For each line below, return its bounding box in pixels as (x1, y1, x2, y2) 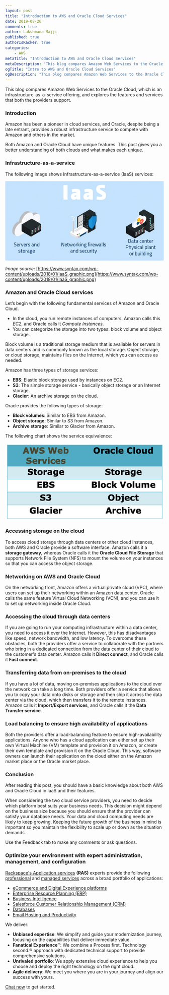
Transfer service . (5, 707, 42, 713)
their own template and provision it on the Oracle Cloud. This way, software (5, 748, 161, 754)
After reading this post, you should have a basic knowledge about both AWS (5, 782, 163, 788)
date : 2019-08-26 (5, 19, 42, 24)
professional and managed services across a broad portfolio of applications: (5, 875, 163, 881)
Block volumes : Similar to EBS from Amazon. (12, 412, 106, 418)
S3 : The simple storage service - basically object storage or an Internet (12, 382, 161, 388)
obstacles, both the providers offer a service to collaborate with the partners (5, 641, 163, 647)
